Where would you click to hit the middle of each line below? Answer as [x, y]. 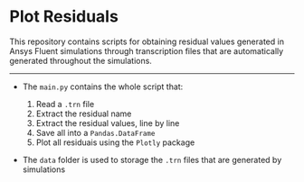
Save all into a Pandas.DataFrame [95, 132]
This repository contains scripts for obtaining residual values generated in [147, 41]
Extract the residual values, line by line [108, 123]
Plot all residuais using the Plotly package [115, 142]
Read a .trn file [65, 104]
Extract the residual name [84, 114]
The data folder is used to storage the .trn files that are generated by [152, 159]
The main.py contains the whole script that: [103, 86]
